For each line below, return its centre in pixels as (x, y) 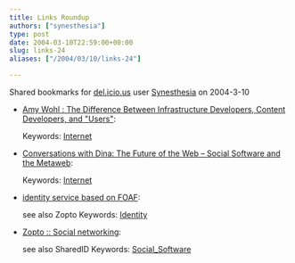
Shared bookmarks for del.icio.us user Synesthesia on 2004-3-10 (129, 92)
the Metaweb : (48, 163)
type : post (29, 34)
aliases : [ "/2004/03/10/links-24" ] (75, 59)
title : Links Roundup (49, 17)
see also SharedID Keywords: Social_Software (107, 249)
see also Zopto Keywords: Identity (85, 214)
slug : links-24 (37, 51)
